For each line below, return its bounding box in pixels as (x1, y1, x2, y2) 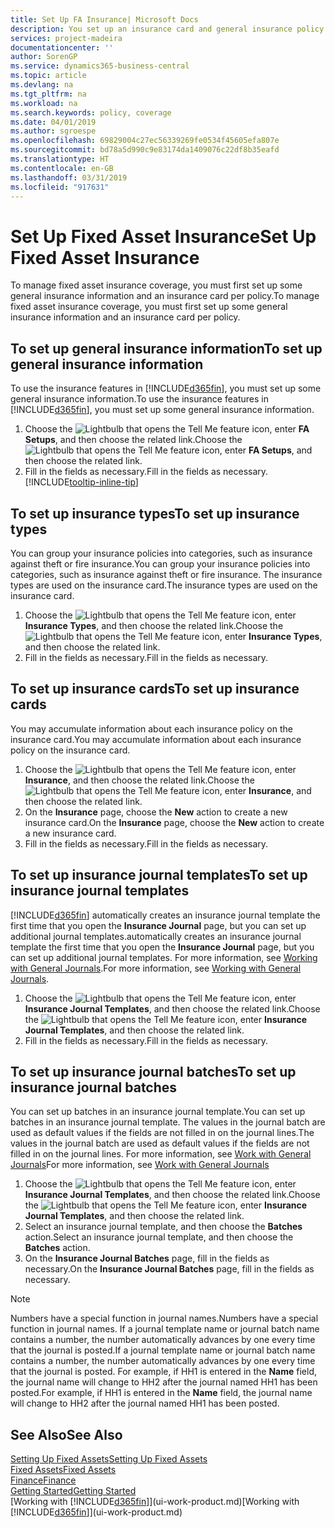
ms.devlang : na (10, 80, 74, 90)
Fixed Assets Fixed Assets (10, 1464, 117, 1476)
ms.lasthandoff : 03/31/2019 (10, 172, 128, 183)
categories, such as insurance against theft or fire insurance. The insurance (10, 568, 323, 580)
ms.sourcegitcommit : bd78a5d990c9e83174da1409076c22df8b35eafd (10, 145, 280, 155)
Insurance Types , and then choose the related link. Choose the (24, 619, 284, 631)
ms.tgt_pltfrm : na (10, 89, 87, 99)
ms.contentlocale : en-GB (10, 163, 114, 173)
